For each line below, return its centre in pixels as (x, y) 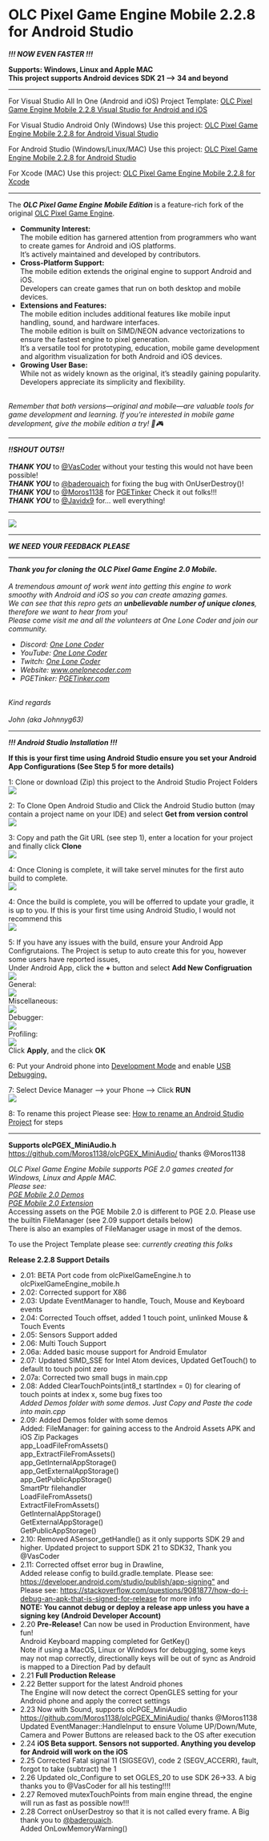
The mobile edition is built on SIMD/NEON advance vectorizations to (132, 331)
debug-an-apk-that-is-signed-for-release (88, 1598)
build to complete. (38, 878)
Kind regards (30, 702)
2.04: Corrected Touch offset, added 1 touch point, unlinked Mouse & (134, 1317)
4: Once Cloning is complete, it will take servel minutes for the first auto (126, 869)
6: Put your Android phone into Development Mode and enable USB (120, 1066)
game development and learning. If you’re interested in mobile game (121, 414)
